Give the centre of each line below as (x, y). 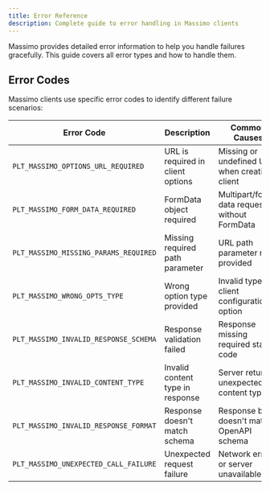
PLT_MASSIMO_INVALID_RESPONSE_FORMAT (84, 426)
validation (183, 340)
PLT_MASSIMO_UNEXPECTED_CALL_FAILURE (84, 464)
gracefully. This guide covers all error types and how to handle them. (123, 55)
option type (186, 296)
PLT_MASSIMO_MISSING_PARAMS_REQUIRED (84, 253)
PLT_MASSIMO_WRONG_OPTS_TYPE (68, 296)
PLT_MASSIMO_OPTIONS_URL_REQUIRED (78, 167)
